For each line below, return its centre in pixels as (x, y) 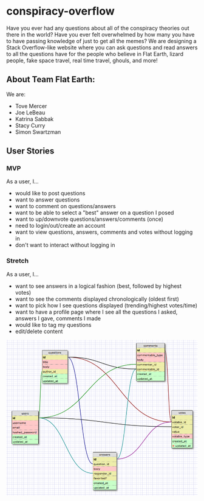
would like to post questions (50, 194)
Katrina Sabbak (34, 119)
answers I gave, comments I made (58, 318)
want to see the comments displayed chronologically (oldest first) (97, 299)
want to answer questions (47, 200)
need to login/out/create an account (60, 226)
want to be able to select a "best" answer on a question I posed (94, 213)
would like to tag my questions (53, 324)
